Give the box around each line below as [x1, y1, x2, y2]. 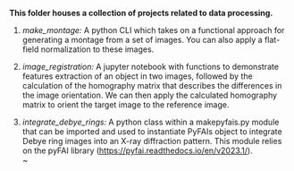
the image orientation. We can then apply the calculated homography [21, 90, 278, 100]
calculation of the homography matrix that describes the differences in [21, 81, 282, 90]
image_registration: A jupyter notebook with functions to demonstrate [21, 62, 280, 72]
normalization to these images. [40, 44, 155, 55]
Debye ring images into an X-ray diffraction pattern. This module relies [21, 136, 282, 146]
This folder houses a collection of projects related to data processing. [9, 8, 273, 18]
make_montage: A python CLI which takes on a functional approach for [21, 25, 285, 35]
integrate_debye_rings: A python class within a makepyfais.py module [21, 116, 280, 127]
